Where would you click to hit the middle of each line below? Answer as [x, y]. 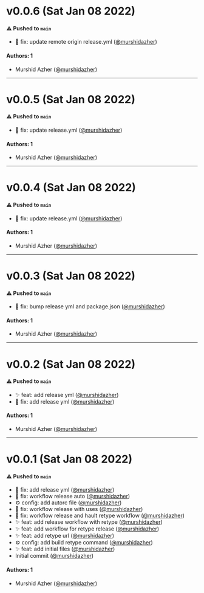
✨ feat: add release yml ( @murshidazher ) [67, 395]
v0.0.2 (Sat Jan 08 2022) [71, 364]
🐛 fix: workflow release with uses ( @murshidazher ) [79, 509]
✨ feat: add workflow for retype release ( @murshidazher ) [87, 529]
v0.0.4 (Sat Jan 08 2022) [71, 188]
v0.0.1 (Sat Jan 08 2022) [69, 459]
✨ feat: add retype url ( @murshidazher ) [64, 536]
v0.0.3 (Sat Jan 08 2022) [71, 276]
